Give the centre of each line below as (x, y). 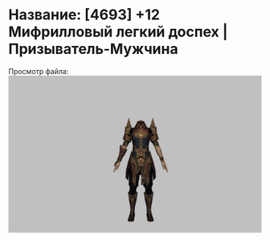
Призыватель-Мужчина (93, 49)
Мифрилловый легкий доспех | (118, 32)
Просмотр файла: (39, 71)
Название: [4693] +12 (84, 15)
